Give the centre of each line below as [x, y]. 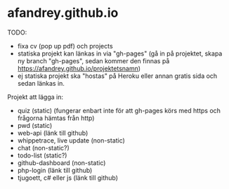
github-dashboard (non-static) [61, 162]
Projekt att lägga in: [35, 97]
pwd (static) [35, 125]
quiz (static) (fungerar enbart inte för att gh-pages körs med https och [119, 110]
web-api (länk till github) [53, 133]
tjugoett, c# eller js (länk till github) [67, 178]
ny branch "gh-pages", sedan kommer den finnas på [93, 60]
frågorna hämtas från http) [56, 118]
